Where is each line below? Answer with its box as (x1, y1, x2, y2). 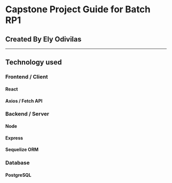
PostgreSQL (5, 172, 32, 178)
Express (5, 134, 23, 141)
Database (5, 159, 30, 167)
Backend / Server (5, 110, 50, 118)
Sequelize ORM (5, 147, 39, 153)
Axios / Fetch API (5, 98, 42, 104)
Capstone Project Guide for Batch (5, 4, 151, 15)
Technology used (5, 58, 62, 67)
